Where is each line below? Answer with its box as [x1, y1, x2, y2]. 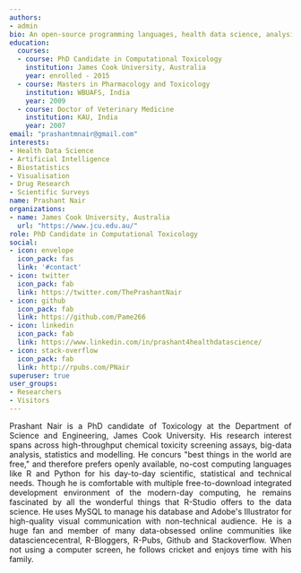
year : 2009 [25, 96, 66, 106]
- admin [9, 21, 39, 30]
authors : [9, 13, 42, 22]
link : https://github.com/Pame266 [17, 312, 146, 322]
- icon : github [9, 296, 66, 305]
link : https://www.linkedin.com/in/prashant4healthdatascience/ [17, 338, 262, 346]
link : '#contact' [17, 263, 82, 272]
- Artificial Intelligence [9, 154, 110, 164]
